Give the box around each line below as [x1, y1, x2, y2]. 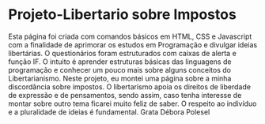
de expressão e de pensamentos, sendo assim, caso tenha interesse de [8, 90, 242, 100]
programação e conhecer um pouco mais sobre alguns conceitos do [8, 65, 232, 74]
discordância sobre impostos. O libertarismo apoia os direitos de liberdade [8, 81, 252, 92]
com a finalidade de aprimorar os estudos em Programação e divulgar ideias [8, 39, 258, 49]
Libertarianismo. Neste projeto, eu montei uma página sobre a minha [8, 73, 232, 83]
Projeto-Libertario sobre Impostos [8, 6, 237, 24]
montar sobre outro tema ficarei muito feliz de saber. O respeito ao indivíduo [8, 99, 257, 108]
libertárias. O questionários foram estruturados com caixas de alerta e [8, 48, 237, 58]
